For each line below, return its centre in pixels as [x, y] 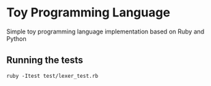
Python [16, 38]
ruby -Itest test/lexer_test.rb [52, 76]
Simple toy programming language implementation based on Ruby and [105, 31]
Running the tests [45, 60]
